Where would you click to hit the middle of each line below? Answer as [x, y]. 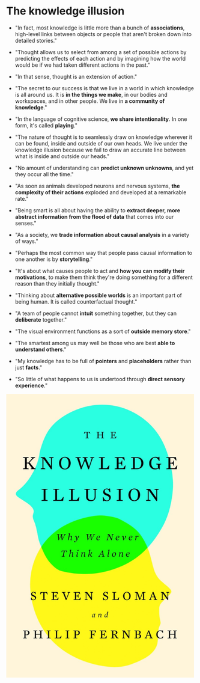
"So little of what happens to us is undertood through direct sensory [100, 379]
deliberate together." [41, 319]
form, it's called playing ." [46, 125]
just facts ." [29, 367]
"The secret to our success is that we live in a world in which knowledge [104, 88]
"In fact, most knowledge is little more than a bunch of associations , [100, 28]
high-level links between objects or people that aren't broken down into [103, 34]
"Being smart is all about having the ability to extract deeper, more [98, 210]
